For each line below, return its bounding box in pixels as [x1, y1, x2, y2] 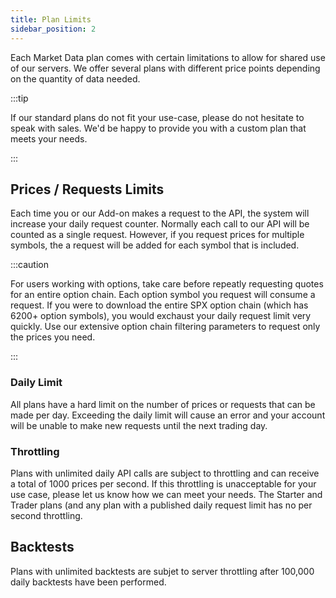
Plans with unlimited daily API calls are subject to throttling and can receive [10, 467, 320, 479]
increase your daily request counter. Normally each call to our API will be [10, 218, 310, 230]
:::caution [10, 259, 50, 271]
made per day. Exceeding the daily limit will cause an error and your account [10, 409, 326, 421]
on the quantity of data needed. [10, 72, 141, 85]
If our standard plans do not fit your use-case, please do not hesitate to [10, 111, 305, 123]
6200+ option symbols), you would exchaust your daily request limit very [10, 310, 312, 322]
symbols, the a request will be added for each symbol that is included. [10, 239, 300, 251]
